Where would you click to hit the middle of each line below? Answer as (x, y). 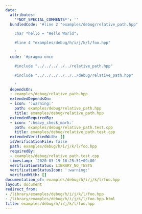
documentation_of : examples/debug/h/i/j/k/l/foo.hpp (63, 180)
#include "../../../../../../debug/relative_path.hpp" (74, 75)
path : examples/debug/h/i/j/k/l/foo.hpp (53, 146)
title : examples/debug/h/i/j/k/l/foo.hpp (50, 204)
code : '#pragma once (32, 57)
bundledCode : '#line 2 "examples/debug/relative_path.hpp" (74, 24)
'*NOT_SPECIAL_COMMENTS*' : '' (47, 19)
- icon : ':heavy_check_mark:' (42, 123)
